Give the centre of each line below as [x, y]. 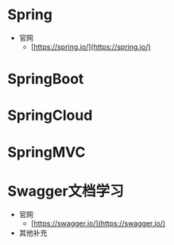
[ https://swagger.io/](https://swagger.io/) [98, 223]
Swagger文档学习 [66, 191]
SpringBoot [46, 79]
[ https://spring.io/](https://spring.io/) [91, 46]
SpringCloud [50, 115]
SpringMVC [46, 152]
